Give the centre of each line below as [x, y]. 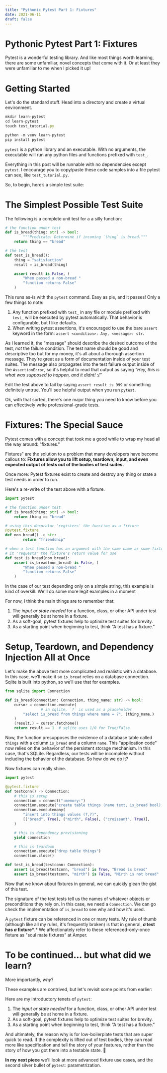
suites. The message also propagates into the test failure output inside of [80, 364]
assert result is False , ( [42, 274]
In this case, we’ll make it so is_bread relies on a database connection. [77, 677]
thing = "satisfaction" [39, 260]
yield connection [32, 838]
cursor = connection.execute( [45, 705]
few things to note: [24, 302]
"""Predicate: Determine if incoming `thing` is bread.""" [85, 237]
